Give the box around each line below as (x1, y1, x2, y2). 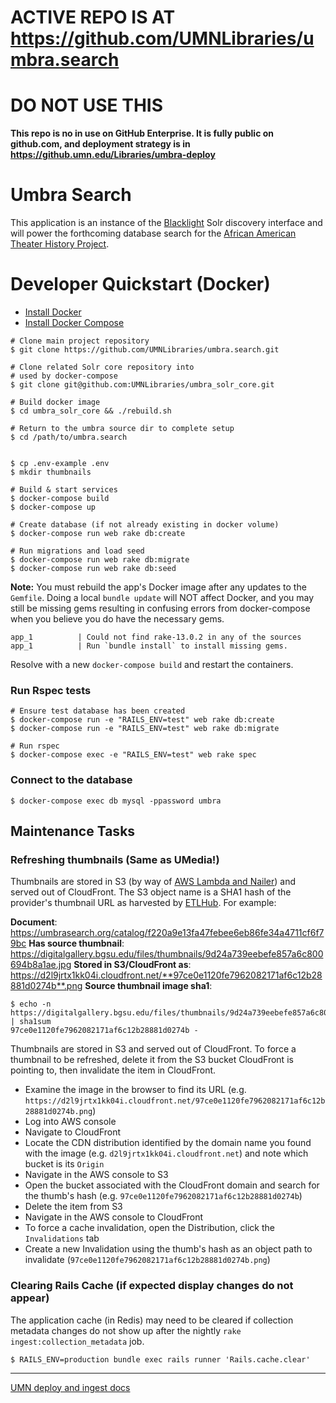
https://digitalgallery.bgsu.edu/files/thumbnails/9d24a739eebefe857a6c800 (10, 948, 324, 960)
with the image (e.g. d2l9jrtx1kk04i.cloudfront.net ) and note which (24, 1147, 309, 1160)
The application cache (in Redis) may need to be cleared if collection (10, 1314, 294, 1326)
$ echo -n (10, 999, 52, 1010)
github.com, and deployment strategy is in (10, 138, 191, 150)
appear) (10, 1291, 50, 1305)
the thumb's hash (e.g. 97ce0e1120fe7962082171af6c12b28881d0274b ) (24, 1190, 303, 1202)
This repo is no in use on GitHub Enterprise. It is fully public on (10, 127, 275, 140)
